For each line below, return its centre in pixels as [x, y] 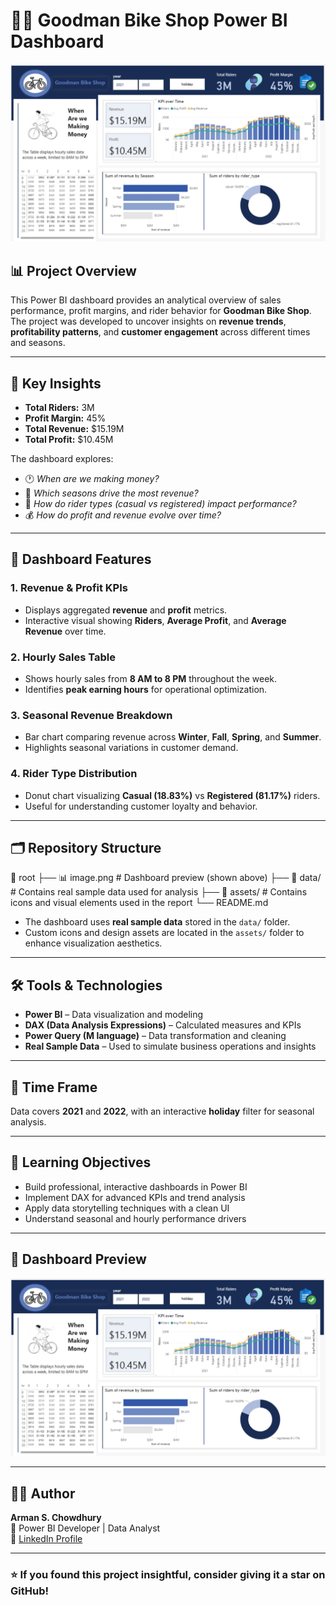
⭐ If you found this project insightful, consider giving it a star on [168, 1574]
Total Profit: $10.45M [69, 440]
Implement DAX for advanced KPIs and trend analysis [135, 1197]
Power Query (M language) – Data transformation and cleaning [155, 1036]
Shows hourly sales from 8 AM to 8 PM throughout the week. [151, 679]
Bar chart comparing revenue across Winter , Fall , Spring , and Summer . [173, 737]
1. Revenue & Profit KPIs [69, 588]
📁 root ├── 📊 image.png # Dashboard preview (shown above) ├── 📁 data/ [166, 878]
